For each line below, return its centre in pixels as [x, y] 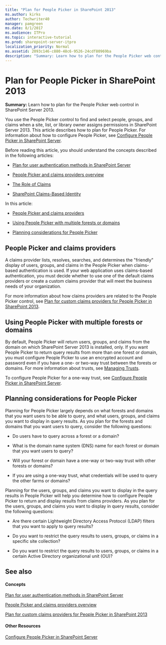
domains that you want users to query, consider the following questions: [79, 426]
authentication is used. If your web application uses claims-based [86, 270]
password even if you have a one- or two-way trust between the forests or [81, 363]
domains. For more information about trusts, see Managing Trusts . [72, 368]
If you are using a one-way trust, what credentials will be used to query [85, 475]
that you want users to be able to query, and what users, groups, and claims [83, 416]
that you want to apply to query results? [53, 526]
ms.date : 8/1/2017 [24, 28]
